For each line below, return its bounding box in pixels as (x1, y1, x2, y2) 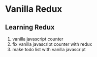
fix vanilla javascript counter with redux (12, 41, 92, 47)
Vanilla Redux (5, 3, 63, 15)
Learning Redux (5, 23, 55, 31)
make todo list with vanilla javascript (12, 47, 86, 52)
